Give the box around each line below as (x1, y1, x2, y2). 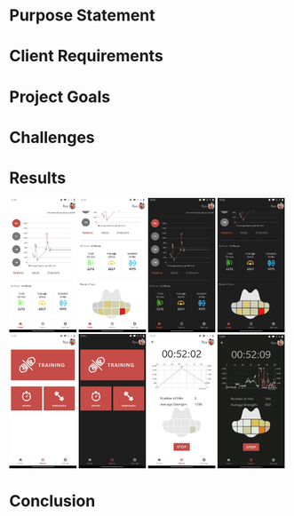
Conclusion (9, 491, 96, 512)
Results (9, 168, 67, 187)
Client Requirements (9, 46, 164, 67)
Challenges (9, 127, 95, 147)
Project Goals (9, 86, 111, 107)
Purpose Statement (9, 5, 155, 26)
